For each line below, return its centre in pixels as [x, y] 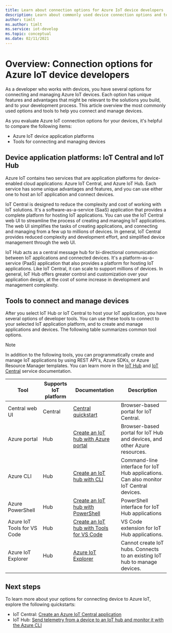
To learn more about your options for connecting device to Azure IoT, [78, 599]
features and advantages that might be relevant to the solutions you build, [83, 100]
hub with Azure [92, 439]
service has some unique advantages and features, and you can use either [84, 189]
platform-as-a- [138, 258]
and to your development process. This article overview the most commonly [85, 105]
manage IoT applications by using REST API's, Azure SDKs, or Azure [77, 360]
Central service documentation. [39, 371]
